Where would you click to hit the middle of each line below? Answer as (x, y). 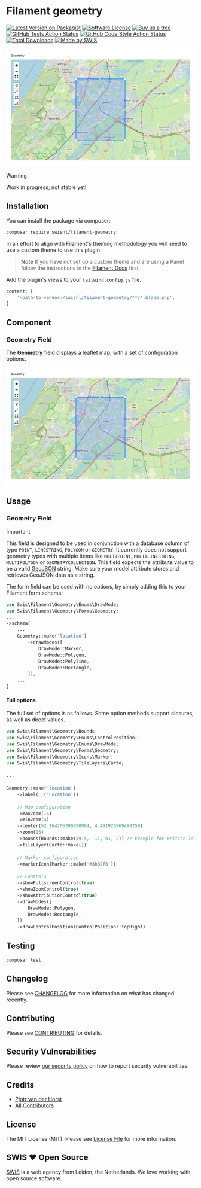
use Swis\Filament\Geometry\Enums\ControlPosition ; (72, 738)
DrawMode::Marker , (61, 648)
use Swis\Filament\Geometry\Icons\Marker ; (60, 757)
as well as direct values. (36, 720)
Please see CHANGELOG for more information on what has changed (90, 993)
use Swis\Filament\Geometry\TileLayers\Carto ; (65, 763)
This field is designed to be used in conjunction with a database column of (98, 543)
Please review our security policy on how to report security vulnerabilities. (98, 1066)
